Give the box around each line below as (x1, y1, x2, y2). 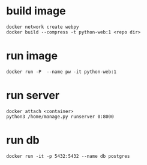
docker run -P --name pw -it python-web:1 (6, 69, 117, 75)
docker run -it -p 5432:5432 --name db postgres (6, 153, 130, 159)
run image (6, 49, 58, 63)
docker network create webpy (6, 24, 79, 30)
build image (6, 4, 66, 18)
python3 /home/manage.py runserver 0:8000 (6, 114, 114, 120)
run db (6, 133, 40, 147)
